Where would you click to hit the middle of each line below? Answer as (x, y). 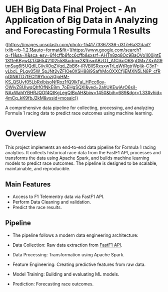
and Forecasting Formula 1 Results (78, 31)
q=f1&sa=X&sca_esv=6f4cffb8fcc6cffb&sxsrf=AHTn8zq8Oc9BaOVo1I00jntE (83, 55)
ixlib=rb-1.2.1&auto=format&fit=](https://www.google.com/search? (73, 50)
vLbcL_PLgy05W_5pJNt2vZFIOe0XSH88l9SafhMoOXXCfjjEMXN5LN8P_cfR (83, 71)
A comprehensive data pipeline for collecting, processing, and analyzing (79, 108)
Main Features (28, 184)
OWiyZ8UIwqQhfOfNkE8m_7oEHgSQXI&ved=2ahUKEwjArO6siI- (71, 87)
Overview (26, 133)
